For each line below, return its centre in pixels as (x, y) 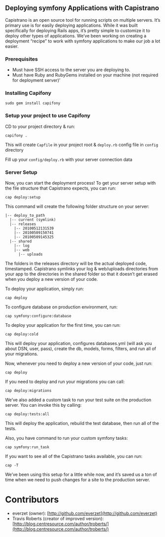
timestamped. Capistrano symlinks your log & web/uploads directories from (82, 269)
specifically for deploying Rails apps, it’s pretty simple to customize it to (78, 30)
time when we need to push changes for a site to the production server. (78, 480)
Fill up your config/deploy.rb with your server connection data (69, 159)
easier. (12, 46)
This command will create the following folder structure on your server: (77, 206)
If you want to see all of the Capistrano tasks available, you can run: (74, 456)
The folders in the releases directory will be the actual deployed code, (76, 263)
